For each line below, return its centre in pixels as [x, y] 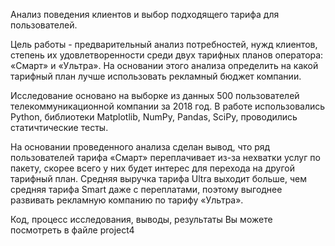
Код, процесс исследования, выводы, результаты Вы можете [141, 219]
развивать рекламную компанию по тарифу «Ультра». [127, 200]
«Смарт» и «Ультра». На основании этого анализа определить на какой [164, 65]
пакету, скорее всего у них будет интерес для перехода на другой [152, 168]
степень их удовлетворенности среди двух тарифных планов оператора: [167, 55]
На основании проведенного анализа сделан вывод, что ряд [140, 147]
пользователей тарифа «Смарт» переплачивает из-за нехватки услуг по [165, 157]
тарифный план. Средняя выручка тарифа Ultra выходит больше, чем [159, 178]
